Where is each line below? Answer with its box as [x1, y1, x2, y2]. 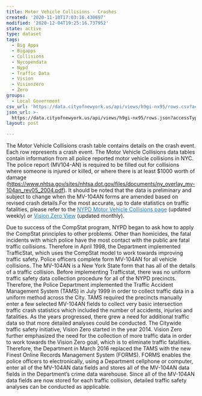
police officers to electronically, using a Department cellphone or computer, [6, 358, 194, 365]
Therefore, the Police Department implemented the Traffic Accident [6, 281, 173, 289]
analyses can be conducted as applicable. [6, 383, 111, 391]
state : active [6, 25, 42, 32]
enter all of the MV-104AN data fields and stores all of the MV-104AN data [6, 364, 190, 371]
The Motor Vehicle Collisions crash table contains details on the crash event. [6, 142, 196, 149]
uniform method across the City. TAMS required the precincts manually [6, 294, 182, 301]
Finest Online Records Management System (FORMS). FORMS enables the [6, 352, 191, 359]
